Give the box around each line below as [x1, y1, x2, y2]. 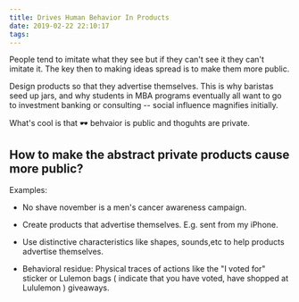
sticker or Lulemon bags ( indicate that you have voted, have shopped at [21, 273, 288, 284]
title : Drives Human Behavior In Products [9, 13, 170, 22]
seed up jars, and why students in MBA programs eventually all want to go [9, 90, 282, 101]
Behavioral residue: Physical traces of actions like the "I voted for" [21, 264, 266, 274]
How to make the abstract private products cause [9, 147, 290, 162]
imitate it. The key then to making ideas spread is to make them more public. [9, 63, 290, 74]
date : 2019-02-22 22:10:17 [9, 21, 110, 30]
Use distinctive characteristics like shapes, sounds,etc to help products [21, 237, 285, 247]
